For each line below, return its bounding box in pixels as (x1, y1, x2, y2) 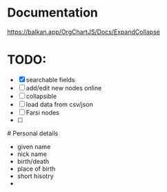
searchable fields (26, 75, 75, 84)
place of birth (17, 164, 56, 173)
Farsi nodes (26, 108, 60, 117)
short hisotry (17, 171, 54, 180)
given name (17, 142, 51, 151)
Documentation (7, 5, 99, 21)
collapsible (26, 92, 57, 100)
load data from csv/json (26, 100, 93, 108)
